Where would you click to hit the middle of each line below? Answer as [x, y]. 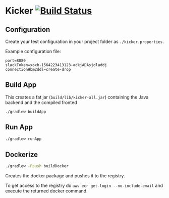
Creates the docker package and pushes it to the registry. [65, 176]
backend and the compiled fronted [41, 102]
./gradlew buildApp [26, 112]
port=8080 [16, 61]
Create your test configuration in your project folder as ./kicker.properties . [84, 41]
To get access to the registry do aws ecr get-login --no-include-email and [84, 186]
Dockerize [22, 154]
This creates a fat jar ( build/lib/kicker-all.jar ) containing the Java [77, 97]
